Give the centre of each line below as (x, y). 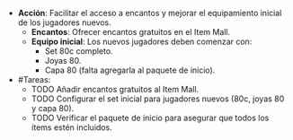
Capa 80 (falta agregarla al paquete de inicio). (130, 70)
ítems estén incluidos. (71, 127)
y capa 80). (53, 108)
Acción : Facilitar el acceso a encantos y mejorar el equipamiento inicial (150, 13)
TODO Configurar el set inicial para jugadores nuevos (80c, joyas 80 (158, 99)
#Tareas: (34, 79)
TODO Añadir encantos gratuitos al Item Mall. (115, 89)
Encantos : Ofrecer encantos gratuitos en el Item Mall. (131, 32)
